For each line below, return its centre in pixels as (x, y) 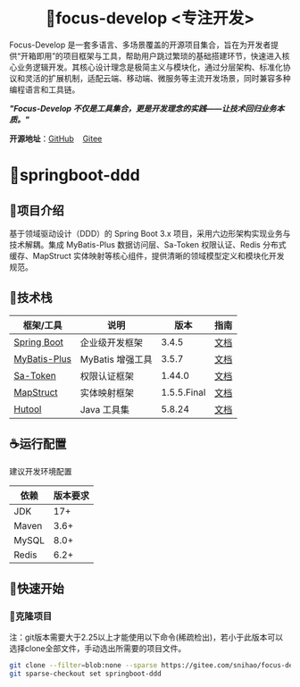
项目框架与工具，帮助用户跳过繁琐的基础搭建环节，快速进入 (173, 55)
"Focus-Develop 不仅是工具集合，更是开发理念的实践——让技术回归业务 (143, 108)
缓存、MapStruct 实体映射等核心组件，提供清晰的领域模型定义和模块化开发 (147, 256)
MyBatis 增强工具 (116, 359)
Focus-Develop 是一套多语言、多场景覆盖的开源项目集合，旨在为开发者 (140, 45)
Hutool (28, 409)
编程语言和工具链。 (45, 89)
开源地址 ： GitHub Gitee (56, 138)
